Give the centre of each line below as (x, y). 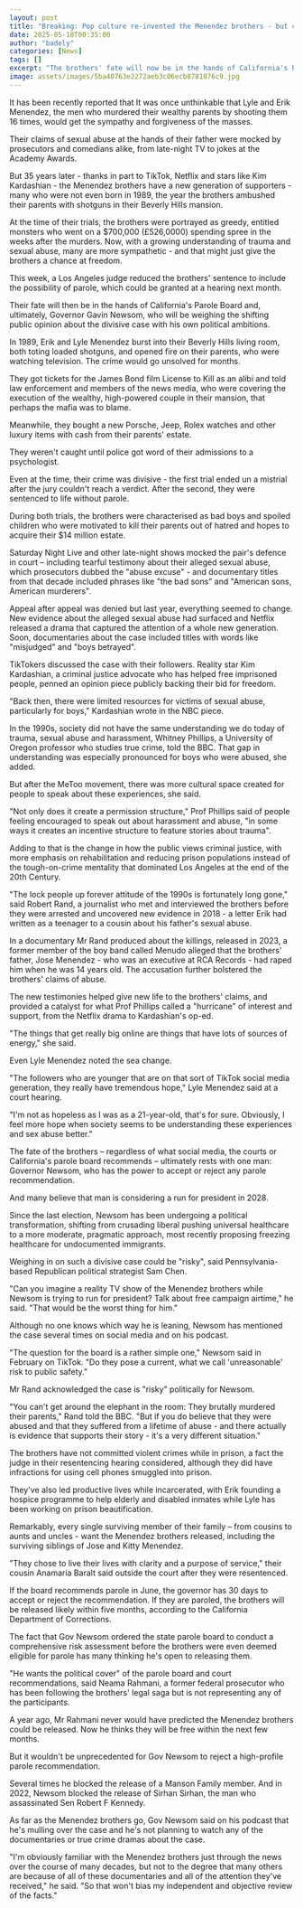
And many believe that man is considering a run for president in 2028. (139, 1198)
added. (23, 766)
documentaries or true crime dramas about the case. (107, 1839)
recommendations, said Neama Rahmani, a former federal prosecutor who (147, 1683)
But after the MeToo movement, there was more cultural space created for (147, 784)
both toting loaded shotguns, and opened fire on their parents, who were (144, 351)
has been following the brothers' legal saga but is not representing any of (146, 1692)
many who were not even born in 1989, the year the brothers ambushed (142, 194)
